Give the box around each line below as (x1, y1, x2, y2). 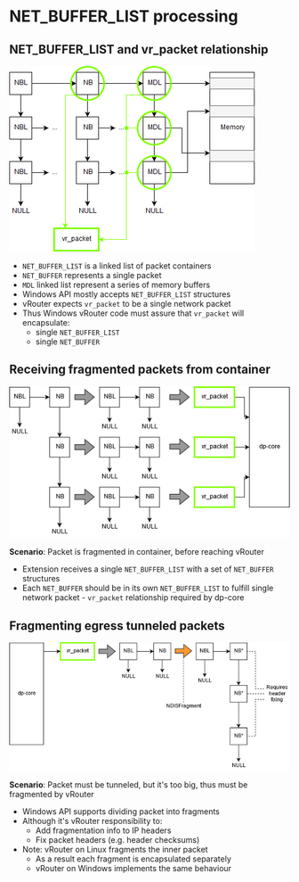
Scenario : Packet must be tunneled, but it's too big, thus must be (9, 779, 248, 790)
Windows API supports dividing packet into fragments (21, 806, 220, 817)
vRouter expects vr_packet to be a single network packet (21, 299, 231, 309)
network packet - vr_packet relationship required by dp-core (21, 592, 245, 603)
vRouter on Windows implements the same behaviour (35, 863, 232, 874)
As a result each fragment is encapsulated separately (35, 853, 231, 864)
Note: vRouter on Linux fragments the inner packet (21, 845, 208, 855)
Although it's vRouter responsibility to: (21, 816, 163, 827)
